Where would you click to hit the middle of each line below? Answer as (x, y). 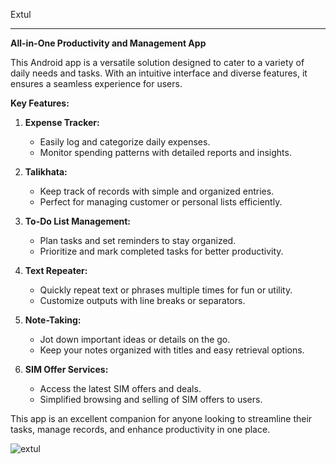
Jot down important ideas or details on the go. (135, 339)
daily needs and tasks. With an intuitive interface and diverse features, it (159, 73)
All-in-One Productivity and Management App (108, 43)
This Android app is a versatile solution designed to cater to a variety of (157, 62)
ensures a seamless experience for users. (96, 83)
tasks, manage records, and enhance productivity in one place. (140, 429)
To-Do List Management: (78, 221)
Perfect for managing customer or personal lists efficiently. (161, 202)
